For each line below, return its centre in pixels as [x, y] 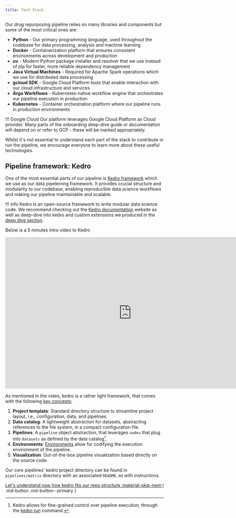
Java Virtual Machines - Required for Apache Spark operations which [85, 72]
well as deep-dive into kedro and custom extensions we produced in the [80, 215]
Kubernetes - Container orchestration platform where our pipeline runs [86, 104]
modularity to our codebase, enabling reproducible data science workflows [83, 189]
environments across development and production [65, 56]
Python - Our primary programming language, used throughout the [82, 39]
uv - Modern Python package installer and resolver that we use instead [86, 61]
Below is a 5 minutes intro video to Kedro [48, 230]
